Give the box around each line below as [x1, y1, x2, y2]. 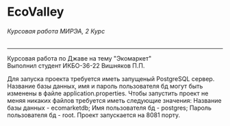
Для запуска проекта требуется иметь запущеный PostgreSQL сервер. [7, 75, 215, 83]
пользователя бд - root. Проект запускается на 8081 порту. [7, 111, 180, 119]
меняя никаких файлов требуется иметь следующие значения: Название [7, 97, 222, 105]
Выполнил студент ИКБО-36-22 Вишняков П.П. [7, 62, 145, 70]
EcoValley [7, 4, 64, 20]
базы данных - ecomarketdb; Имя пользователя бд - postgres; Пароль [7, 104, 212, 112]
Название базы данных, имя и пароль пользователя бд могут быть [7, 82, 203, 91]
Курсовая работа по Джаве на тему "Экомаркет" [7, 54, 152, 63]
